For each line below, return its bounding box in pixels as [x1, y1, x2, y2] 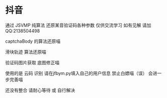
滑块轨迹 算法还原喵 [5, 49, 46, 55]
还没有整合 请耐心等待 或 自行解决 [5, 87, 75, 93]
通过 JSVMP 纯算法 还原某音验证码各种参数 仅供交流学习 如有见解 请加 [5, 22, 151, 28]
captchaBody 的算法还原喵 [5, 38, 61, 44]
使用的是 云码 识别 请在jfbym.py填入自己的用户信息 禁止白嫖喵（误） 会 [5, 70, 153, 76]
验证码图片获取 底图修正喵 [5, 59, 59, 65]
